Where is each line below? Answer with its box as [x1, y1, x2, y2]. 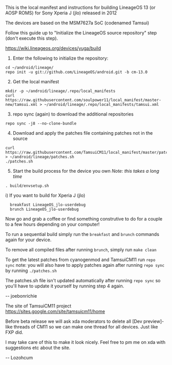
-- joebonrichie [5, 293, 37, 299]
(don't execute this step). [5, 35, 58, 41]
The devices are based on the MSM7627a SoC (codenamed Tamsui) [5, 20, 149, 26]
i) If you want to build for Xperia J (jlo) [5, 192, 85, 198]
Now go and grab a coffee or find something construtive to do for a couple [5, 216, 163, 222]
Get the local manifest [12, 79, 59, 84]
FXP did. [5, 329, 24, 335]
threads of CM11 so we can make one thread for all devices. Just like [13, 324, 158, 330]
